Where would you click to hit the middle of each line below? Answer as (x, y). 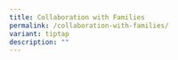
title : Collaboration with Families (77, 17)
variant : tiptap (39, 34)
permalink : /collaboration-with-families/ (89, 26)
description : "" (39, 42)
